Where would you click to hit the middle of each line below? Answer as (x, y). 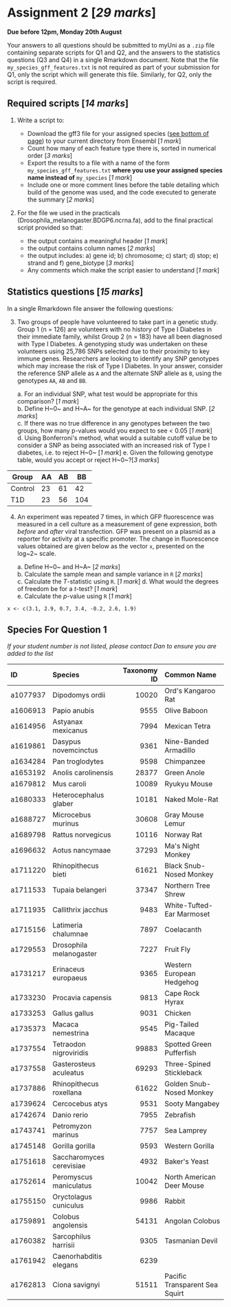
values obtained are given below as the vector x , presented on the (111, 546)
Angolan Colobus (192, 1221)
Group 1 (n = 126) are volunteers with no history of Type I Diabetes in (114, 329)
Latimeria (68, 926)
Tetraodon (69, 1044)
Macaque (180, 1033)
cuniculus (68, 1206)
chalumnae (70, 934)
